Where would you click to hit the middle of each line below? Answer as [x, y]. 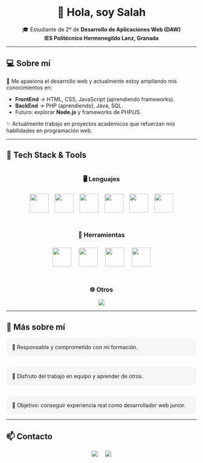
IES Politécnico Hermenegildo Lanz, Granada [101, 38]
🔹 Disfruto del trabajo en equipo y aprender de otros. [78, 376]
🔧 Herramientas [101, 235]
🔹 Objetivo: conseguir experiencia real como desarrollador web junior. [99, 405]
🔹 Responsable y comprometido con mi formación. [75, 347]
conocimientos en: [29, 88]
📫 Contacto [29, 436]
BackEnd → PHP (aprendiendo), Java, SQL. [69, 106]
